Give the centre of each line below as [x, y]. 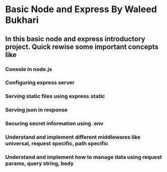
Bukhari [22, 20]
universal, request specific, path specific [57, 144]
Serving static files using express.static [55, 96]
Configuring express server [40, 83]
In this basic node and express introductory [75, 39]
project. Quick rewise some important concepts [82, 47]
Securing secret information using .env [54, 124]
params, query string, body [40, 163]
